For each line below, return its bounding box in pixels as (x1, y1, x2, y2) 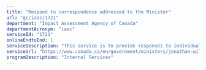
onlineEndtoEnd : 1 (6, 37, 53, 43)
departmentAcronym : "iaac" (6, 26, 75, 32)
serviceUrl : (6, 49, 37, 55)
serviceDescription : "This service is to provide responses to (6, 43, 172, 49)
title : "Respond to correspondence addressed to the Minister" (6, 9, 172, 15)
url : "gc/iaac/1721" (6, 15, 59, 21)
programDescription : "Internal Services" (6, 54, 114, 60)
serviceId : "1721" (6, 32, 53, 38)
